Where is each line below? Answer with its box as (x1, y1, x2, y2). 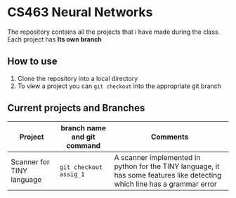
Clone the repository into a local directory (17, 74, 138, 82)
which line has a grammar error (114, 179, 218, 189)
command (66, 140, 100, 150)
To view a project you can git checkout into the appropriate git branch (17, 82, 222, 90)
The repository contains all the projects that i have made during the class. (7, 27, 220, 36)
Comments (150, 132, 189, 142)
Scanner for (11, 156, 51, 166)
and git (71, 132, 96, 142)
